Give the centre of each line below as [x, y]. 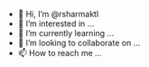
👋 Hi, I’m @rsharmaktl [58, 14]
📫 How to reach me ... [60, 53]
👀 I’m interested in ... [56, 24]
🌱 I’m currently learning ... [66, 33]
